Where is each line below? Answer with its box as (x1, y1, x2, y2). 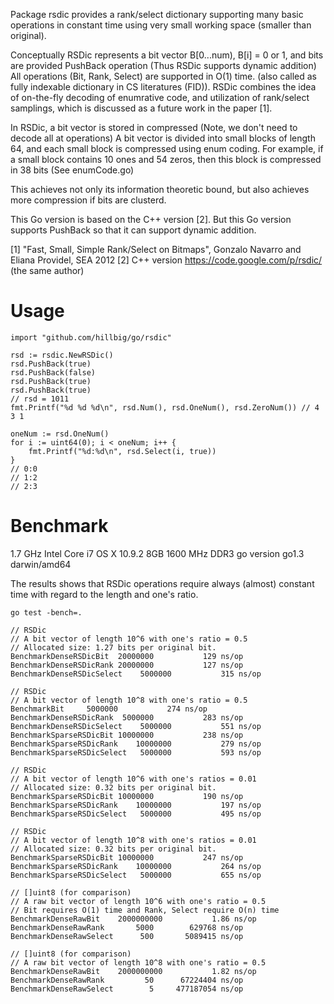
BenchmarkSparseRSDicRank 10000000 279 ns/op (10, 739, 262, 749)
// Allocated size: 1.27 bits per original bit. (10, 642, 217, 653)
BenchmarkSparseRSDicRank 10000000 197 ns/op (10, 800, 262, 810)
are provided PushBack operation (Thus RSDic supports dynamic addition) (10, 60, 317, 71)
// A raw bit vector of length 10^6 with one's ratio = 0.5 (10, 896, 267, 906)
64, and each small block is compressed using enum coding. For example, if (10, 143, 324, 154)
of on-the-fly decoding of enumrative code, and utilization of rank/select (10, 92, 310, 103)
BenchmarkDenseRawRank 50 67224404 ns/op (10, 975, 244, 985)
